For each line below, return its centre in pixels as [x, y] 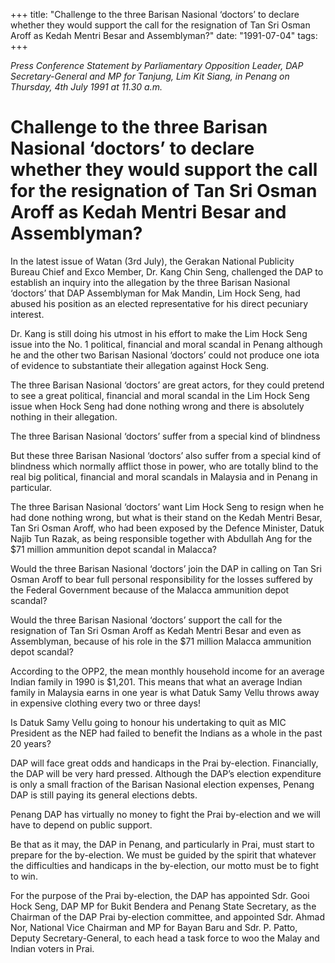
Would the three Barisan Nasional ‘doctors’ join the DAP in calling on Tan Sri [166, 568]
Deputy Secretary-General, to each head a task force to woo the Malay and [165, 938]
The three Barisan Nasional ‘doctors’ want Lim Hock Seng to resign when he [167, 506]
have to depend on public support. [81, 825]
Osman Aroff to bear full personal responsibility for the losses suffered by [161, 579]
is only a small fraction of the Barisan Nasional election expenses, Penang [162, 784]
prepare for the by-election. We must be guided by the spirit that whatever [163, 855]
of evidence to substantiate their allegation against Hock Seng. [140, 365]
